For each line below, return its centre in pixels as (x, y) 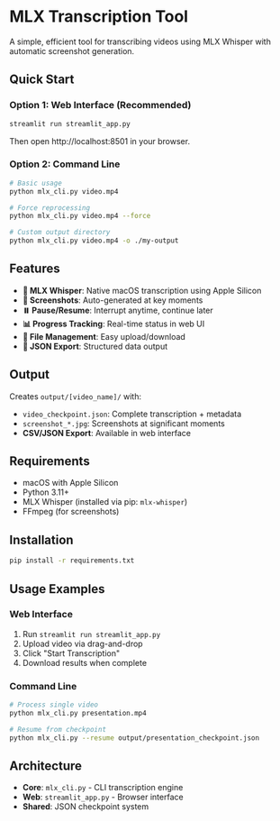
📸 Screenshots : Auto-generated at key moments (113, 300)
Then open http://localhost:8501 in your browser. (100, 141)
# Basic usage (36, 183)
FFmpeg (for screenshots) (71, 512)
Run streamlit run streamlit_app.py (91, 634)
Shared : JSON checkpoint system (86, 807)
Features (35, 269)
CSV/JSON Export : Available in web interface (107, 433)
